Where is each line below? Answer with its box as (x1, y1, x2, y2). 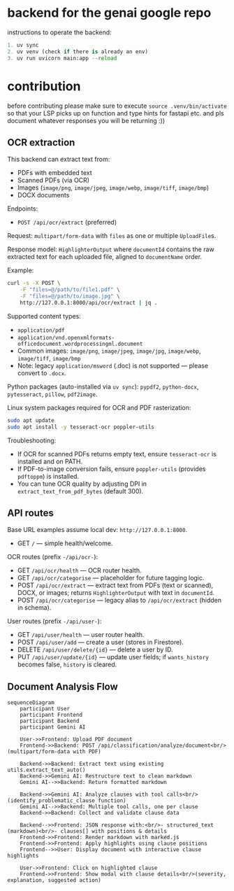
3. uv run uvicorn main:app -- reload (7, 55, 117, 62)
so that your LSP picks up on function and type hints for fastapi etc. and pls (7, 108, 225, 117)
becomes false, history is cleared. (17, 660, 117, 669)
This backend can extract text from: (7, 155, 110, 164)
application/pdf (17, 327, 65, 334)
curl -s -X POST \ (7, 280, 61, 287)
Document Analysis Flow (7, 680, 119, 692)
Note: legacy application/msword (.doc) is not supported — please (17, 361, 208, 370)
